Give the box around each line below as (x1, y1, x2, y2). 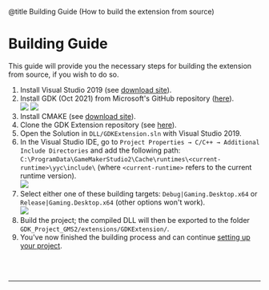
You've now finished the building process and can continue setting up (19, 232, 251, 242)
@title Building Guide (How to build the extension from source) (8, 7, 215, 16)
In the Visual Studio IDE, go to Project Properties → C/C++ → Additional (19, 137, 260, 146)
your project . (19, 240, 62, 250)
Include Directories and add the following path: (19, 145, 181, 155)
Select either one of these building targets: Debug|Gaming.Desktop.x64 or (19, 189, 258, 198)
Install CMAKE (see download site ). (19, 111, 136, 121)
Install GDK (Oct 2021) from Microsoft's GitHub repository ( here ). (19, 93, 235, 103)
